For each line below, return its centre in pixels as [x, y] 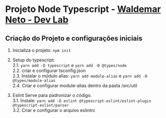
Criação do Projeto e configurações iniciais [74, 38]
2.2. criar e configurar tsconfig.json [49, 70]
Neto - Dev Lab [37, 20]
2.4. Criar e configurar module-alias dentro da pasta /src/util [75, 85]
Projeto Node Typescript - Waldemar [83, 9]
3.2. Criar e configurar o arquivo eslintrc [54, 110]
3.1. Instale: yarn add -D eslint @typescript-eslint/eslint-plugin [82, 100]
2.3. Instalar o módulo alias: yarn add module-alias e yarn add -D [80, 76]
